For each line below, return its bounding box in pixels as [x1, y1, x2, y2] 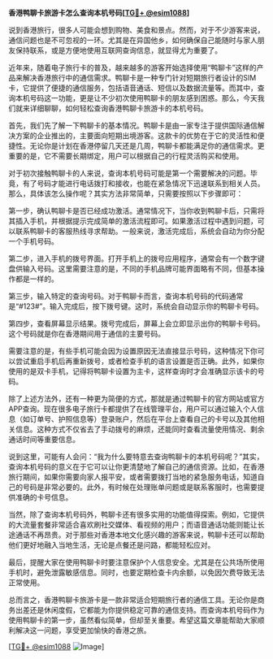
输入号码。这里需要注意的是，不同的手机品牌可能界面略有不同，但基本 [22, 264, 258, 273]
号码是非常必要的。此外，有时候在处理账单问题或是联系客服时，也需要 [22, 483, 258, 492]
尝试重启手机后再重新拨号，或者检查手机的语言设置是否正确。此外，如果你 [15, 357, 265, 366]
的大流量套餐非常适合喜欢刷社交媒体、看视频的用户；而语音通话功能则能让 [8, 520, 258, 529]
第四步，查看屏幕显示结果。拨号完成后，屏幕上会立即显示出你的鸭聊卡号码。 [8, 319, 265, 328]
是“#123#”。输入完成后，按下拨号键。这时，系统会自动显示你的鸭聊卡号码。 [8, 301, 263, 311]
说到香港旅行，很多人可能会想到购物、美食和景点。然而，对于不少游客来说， [8, 25, 265, 35]
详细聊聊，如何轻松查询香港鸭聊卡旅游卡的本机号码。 [29, 103, 208, 113]
